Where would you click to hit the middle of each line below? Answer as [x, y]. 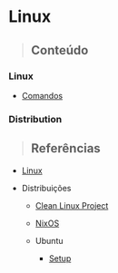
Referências [65, 148]
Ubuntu [49, 240]
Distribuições [46, 188]
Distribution [35, 119]
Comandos [42, 95]
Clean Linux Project [72, 205]
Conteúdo [59, 50]
